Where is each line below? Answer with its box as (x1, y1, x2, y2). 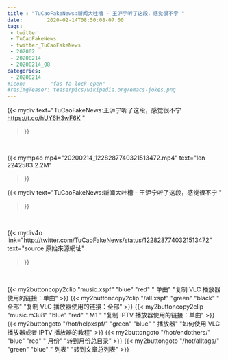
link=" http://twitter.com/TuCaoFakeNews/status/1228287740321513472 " (7, 236, 212, 244)
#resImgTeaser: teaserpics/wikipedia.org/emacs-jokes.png (7, 86, 176, 93)
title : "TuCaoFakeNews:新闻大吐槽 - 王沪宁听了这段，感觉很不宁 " (7, 10, 185, 17)
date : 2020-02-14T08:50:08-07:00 (7, 16, 125, 23)
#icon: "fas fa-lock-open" (7, 80, 106, 87)
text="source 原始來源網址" (7, 244, 85, 252)
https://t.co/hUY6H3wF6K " (7, 114, 86, 122)
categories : (7, 67, 41, 74)
